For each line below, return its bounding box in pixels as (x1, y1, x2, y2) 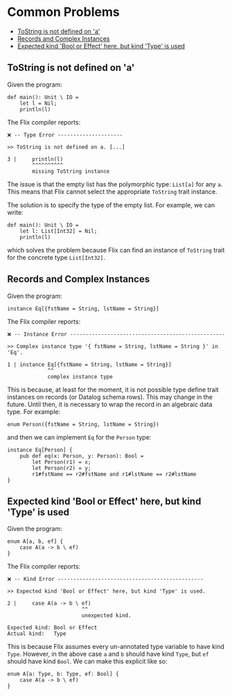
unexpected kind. (81, 612, 132, 619)
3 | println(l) (7, 155, 64, 163)
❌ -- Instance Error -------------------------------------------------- (7, 331, 226, 338)
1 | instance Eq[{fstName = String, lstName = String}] (7, 361, 172, 368)
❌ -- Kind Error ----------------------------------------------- (7, 576, 204, 583)
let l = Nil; (19, 100, 57, 107)
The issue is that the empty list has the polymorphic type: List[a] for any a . (7, 180, 223, 188)
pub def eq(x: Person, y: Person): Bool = (19, 452, 144, 460)
